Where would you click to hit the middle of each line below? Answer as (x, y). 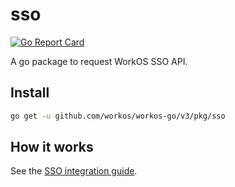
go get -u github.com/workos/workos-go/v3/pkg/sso (118, 116)
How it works (52, 147)
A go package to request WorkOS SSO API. (99, 61)
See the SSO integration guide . (74, 171)
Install (30, 93)
